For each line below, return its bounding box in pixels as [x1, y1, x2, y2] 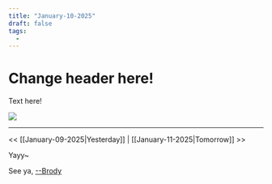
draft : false [8, 19, 53, 28]
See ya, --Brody [8, 166, 62, 176]
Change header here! [8, 70, 154, 88]
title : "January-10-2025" [8, 11, 96, 20]
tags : [8, 27, 27, 35]
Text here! [8, 96, 42, 106]
